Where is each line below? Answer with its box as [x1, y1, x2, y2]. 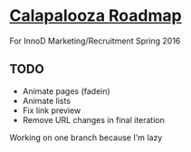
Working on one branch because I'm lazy [9, 132, 163, 143]
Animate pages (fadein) [22, 85, 110, 96]
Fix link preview [22, 105, 81, 116]
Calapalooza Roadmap [9, 5, 183, 26]
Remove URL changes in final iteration [22, 114, 166, 125]
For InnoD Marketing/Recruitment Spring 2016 [9, 35, 181, 46]
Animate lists [22, 95, 71, 106]
